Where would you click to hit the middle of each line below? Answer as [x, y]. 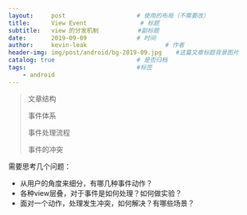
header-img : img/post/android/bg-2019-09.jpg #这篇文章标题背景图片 [123, 53]
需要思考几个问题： [40, 166]
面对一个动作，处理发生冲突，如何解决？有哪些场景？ [107, 203]
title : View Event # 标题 [84, 23]
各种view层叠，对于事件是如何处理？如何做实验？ [101, 193]
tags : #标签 [80, 68]
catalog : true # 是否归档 [88, 61]
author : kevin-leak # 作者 [96, 45]
